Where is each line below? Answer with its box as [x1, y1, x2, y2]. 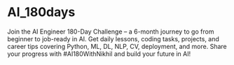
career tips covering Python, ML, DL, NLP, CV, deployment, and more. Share [7, 42, 227, 50]
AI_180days [7, 4, 76, 20]
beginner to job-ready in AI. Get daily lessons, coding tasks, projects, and [7, 34, 219, 43]
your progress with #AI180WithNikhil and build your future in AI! [7, 50, 191, 58]
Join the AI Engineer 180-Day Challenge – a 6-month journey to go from [7, 27, 214, 36]
